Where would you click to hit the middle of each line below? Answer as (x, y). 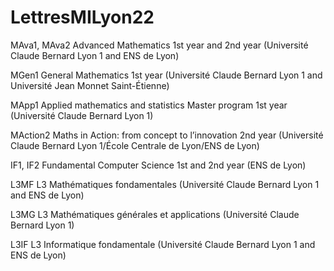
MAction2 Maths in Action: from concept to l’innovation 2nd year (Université (167, 135)
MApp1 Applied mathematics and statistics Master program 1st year (149, 105)
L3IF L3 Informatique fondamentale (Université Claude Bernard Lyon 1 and (163, 244)
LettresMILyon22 (82, 17)
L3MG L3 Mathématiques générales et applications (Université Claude (155, 214)
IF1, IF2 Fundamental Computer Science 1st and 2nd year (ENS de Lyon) (158, 165)
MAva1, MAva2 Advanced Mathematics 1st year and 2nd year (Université (159, 45)
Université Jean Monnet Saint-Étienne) (90, 85)
